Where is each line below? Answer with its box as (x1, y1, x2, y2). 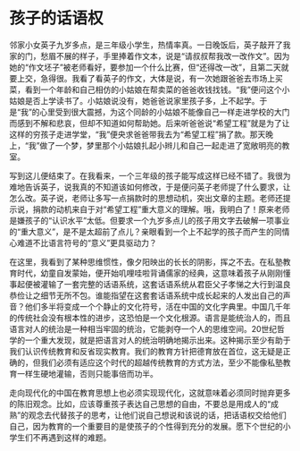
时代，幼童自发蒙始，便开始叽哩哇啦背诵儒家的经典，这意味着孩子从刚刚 (16, 268, 283, 278)
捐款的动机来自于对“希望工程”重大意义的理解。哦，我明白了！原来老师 (32, 203, 290, 215)
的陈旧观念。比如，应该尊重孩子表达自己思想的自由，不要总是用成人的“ (9, 398, 271, 409)
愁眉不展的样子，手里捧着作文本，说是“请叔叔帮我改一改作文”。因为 (39, 50, 290, 61)
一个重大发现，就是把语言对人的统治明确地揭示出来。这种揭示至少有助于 (24, 335, 291, 345)
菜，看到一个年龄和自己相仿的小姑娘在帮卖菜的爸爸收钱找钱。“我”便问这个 (9, 84, 283, 95)
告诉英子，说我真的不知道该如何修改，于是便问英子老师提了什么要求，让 (24, 181, 291, 192)
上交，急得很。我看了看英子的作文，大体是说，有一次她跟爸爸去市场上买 (16, 72, 283, 83)
